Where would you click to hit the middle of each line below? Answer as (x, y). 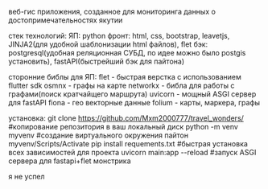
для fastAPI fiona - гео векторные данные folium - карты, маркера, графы (134, 103)
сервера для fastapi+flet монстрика (70, 161)
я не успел (27, 177)
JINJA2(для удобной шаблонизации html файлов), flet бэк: (108, 44)
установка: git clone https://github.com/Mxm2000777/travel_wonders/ (126, 118)
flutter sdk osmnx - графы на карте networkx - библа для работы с (122, 85)
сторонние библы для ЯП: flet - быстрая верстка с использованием (125, 77)
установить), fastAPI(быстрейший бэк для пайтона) (97, 61)
